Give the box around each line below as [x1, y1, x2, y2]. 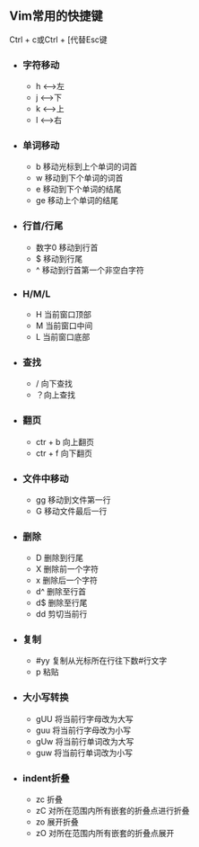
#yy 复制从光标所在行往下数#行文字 [35, 655, 168, 666]
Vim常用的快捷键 [9, 8, 103, 24]
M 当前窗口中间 [35, 320, 93, 331]
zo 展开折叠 [35, 816, 79, 827]
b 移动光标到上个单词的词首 [35, 161, 138, 173]
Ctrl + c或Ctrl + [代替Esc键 [9, 34, 108, 45]
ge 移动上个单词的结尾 [35, 195, 119, 206]
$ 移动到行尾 [35, 253, 83, 263]
